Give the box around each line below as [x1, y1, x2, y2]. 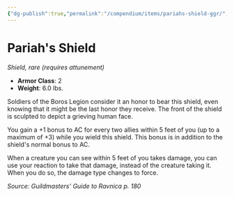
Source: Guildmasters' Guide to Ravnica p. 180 [7, 182, 141, 190]
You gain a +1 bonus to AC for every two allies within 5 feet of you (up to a [7, 126, 220, 134]
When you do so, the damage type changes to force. [7, 168, 159, 177]
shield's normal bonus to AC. [7, 140, 91, 148]
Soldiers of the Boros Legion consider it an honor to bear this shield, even [7, 97, 219, 105]
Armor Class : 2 [17, 76, 62, 85]
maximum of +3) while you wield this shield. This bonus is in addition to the [7, 132, 223, 141]
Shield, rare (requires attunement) [7, 63, 104, 71]
